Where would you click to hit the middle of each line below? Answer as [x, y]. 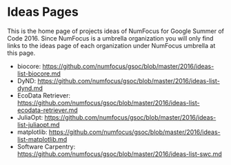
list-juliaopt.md [38, 124]
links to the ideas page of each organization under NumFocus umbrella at [111, 45]
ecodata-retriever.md [47, 110]
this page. [21, 53]
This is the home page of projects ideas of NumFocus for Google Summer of [116, 31]
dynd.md [30, 88]
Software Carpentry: [46, 146]
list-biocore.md [39, 74]
